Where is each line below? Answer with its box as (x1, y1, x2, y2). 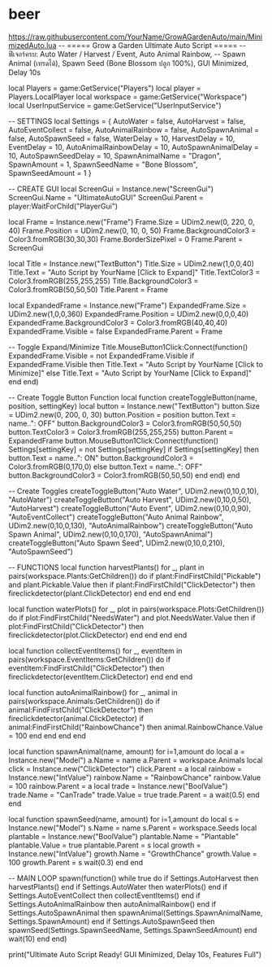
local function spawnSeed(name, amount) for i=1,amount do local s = (8, 814, 240, 824)
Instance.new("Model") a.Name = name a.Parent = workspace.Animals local (8, 755, 263, 765)
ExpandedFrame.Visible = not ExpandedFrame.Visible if (8, 351, 195, 361)
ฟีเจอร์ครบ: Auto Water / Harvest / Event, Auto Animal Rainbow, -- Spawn (8, 49, 246, 59)
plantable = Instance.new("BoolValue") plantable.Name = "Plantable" (8, 831, 240, 841)
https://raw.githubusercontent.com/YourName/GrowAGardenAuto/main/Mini (8, 32, 263, 42)
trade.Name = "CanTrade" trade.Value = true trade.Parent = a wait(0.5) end (8, 790, 260, 799)
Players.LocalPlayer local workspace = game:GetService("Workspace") (8, 91, 248, 102)
